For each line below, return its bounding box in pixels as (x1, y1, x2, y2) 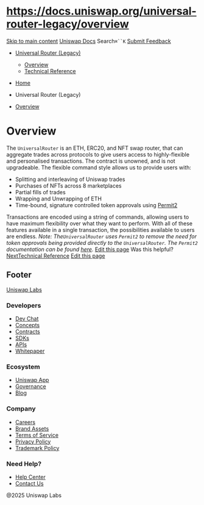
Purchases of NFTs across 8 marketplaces (15, 182, 122, 189)
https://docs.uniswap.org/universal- (6, 4, 197, 18)
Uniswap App (15, 376, 49, 384)
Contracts (15, 328, 41, 335)
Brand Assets (15, 425, 49, 432)
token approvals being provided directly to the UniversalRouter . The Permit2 (6, 239, 198, 246)
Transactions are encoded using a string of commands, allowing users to (6, 213, 189, 221)
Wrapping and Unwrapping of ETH (15, 195, 102, 202)
